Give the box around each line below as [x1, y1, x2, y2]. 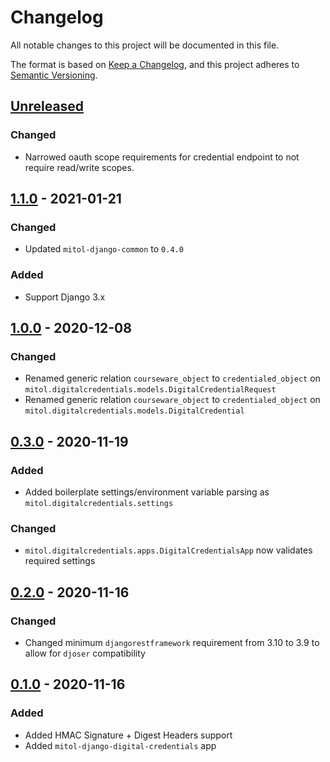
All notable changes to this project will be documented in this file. [10, 39, 280, 51]
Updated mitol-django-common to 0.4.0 [24, 243, 184, 255]
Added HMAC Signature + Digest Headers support [24, 729, 233, 741]
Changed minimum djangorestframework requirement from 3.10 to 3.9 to [24, 636, 320, 648]
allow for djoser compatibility [24, 647, 146, 659]
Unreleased [10, 98, 85, 115]
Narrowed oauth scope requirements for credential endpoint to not [24, 151, 300, 163]
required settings [24, 555, 96, 567]
